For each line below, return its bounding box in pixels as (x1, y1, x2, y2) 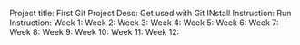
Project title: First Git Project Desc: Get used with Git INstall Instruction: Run (9, 8, 292, 18)
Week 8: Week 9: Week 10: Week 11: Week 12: (9, 27, 180, 37)
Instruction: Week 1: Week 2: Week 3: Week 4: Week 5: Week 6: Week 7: (9, 17, 279, 28)
